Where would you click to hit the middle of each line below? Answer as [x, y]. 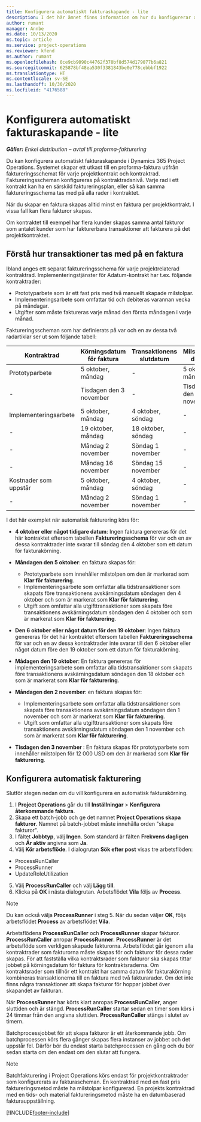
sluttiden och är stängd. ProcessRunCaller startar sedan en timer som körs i [100, 1009]
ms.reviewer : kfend [31, 51]
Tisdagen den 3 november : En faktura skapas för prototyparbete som [102, 747]
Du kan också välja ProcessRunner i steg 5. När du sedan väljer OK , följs [96, 915]
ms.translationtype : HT [36, 73]
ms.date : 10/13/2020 [32, 34]
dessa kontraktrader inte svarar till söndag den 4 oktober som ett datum [103, 544]
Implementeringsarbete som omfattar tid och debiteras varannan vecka [103, 299]
